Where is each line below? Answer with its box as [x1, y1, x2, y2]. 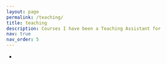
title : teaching [6, 20, 47, 26]
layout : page [6, 8, 39, 15]
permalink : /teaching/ [6, 14, 64, 20]
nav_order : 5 [6, 36, 39, 42]
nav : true [6, 31, 31, 37]
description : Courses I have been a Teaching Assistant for [6, 25, 162, 32]
